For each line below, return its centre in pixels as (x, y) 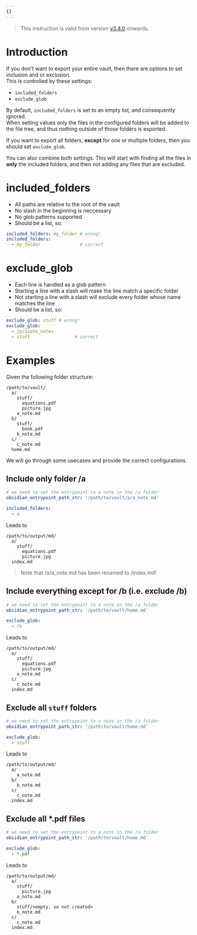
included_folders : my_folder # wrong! (54, 234)
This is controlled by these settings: (49, 81)
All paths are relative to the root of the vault (67, 204)
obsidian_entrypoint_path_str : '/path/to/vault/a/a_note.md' (83, 498)
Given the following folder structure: (50, 377)
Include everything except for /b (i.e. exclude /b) (96, 591)
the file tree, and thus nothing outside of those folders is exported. (86, 129)
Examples (31, 360)
